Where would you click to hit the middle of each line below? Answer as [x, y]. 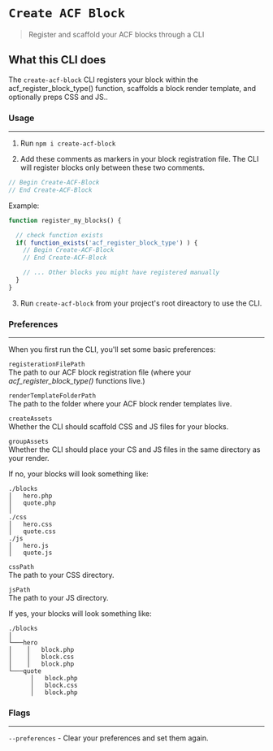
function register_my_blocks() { [65, 220]
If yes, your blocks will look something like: [80, 614]
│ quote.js [30, 553]
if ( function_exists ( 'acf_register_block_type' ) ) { [107, 243]
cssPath [22, 567]
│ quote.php [32, 503]
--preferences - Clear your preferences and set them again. [108, 738]
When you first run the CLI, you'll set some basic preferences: [112, 349]
